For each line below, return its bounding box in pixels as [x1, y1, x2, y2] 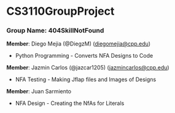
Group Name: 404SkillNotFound [6, 26, 104, 35]
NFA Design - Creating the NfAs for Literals [15, 99, 125, 107]
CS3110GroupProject [6, 4, 115, 18]
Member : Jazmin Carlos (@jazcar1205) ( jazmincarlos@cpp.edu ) [6, 64, 170, 71]
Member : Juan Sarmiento [6, 88, 72, 95]
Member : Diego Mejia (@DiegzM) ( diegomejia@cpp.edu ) [6, 40, 151, 47]
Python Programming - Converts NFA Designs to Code [15, 52, 154, 60]
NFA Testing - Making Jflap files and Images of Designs [15, 76, 157, 84]
